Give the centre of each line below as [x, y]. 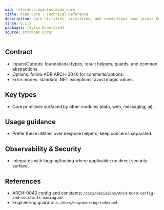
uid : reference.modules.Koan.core [40, 10]
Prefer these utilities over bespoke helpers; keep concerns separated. [82, 134]
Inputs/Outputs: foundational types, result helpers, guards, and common [85, 63]
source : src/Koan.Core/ [29, 32]
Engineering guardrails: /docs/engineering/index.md [64, 203]
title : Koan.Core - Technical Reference [47, 14]
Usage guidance [31, 122]
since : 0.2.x [18, 23]
